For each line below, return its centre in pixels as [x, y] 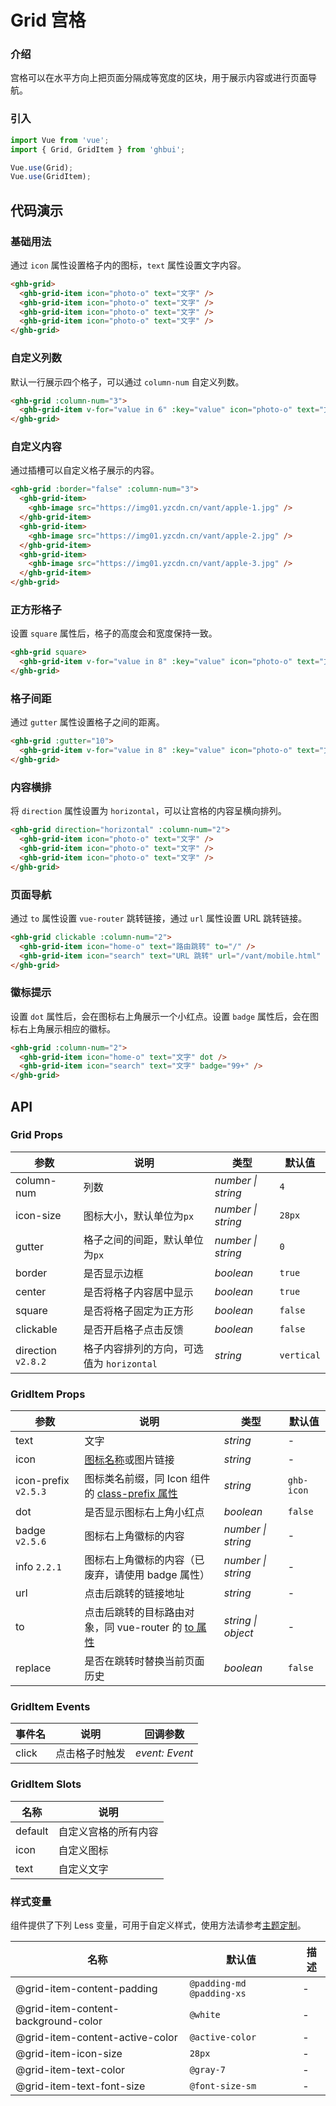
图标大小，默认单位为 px [139, 1216]
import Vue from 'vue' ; [60, 140]
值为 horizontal [120, 1363]
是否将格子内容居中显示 [138, 1292]
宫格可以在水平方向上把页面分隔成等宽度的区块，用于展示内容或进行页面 [159, 78]
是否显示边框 [113, 1273]
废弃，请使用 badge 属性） [147, 1575]
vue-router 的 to [155, 1628]
